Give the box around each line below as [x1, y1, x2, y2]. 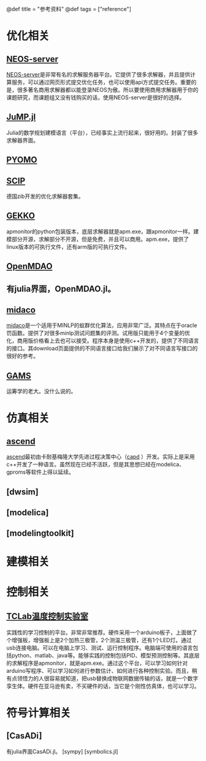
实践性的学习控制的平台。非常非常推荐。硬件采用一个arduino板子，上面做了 [6, 629, 197, 636]
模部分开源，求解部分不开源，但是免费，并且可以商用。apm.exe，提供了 [6, 235, 189, 243]
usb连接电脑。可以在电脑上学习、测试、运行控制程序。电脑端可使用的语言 [6, 644, 193, 651]
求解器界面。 [6, 137, 39, 144]
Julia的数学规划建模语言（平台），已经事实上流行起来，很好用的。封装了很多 [6, 129, 198, 136]
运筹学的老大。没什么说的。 [6, 388, 77, 395]
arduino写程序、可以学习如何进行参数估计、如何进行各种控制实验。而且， [6, 667, 192, 674]
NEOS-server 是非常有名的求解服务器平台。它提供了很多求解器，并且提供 [6, 71, 191, 78]
